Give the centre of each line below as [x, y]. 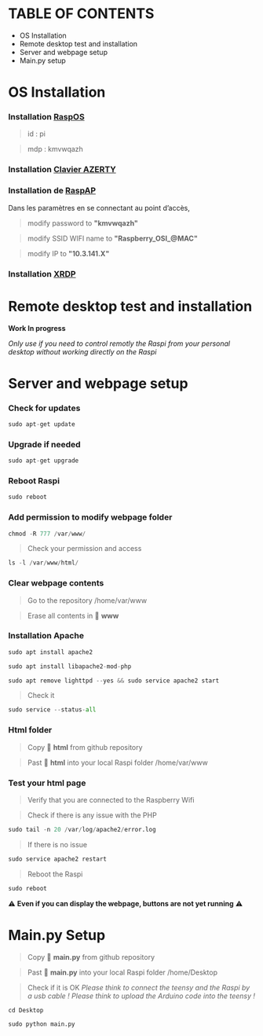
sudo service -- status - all [52, 710]
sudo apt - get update [42, 424]
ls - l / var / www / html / [44, 563]
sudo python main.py [42, 1024]
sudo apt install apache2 [50, 652]
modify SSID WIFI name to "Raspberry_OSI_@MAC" [112, 238]
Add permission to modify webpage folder [90, 517]
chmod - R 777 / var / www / [47, 534]
